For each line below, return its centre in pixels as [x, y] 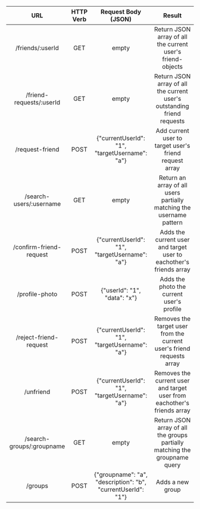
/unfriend [37, 392]
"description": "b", [121, 482]
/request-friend [37, 149]
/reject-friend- [37, 337]
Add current [172, 131]
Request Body [121, 12]
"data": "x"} [121, 298]
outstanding [172, 106]
